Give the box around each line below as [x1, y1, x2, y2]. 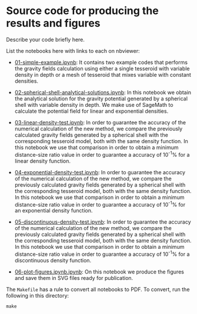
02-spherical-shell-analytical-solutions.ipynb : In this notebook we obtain [14, 89, 192, 96]
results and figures [6, 16, 101, 30]
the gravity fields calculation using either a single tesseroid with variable [14, 65, 190, 72]
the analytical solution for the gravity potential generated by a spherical [14, 95, 188, 102]
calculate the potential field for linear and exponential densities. [14, 107, 169, 114]
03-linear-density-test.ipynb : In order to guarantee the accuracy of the [14, 119, 186, 126]
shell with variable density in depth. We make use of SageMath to [14, 101, 173, 108]
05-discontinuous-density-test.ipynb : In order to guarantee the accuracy [14, 218, 191, 225]
